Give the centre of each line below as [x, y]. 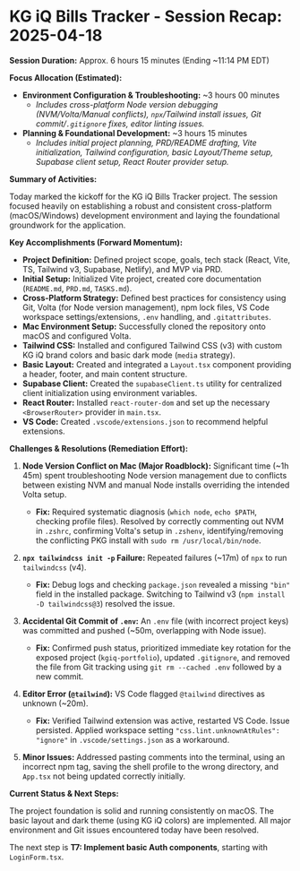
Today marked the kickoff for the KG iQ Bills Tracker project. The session [143, 196]
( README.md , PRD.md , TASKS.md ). [77, 288]
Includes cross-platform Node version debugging [127, 104]
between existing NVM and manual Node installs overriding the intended [156, 485]
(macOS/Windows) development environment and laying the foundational [145, 215]
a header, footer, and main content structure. [105, 374]
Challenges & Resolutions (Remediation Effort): [99, 448]
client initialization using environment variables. [110, 392]
